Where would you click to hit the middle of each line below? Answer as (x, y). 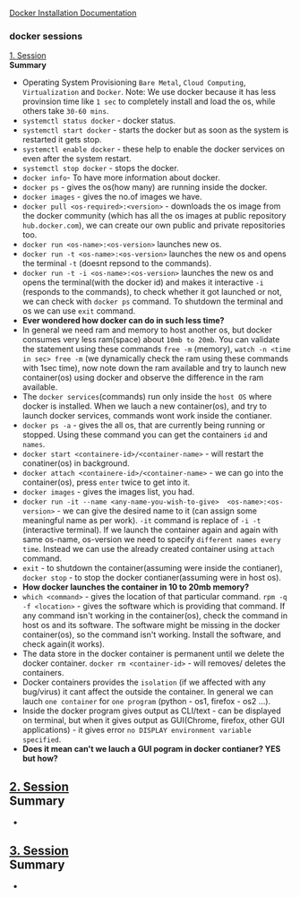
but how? (40, 759)
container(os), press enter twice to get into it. (106, 482)
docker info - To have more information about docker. (121, 177)
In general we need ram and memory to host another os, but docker (147, 330)
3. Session (39, 850)
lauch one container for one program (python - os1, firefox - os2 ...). (146, 702)
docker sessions (46, 36)
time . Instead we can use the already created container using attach (148, 549)
